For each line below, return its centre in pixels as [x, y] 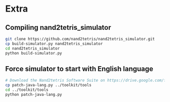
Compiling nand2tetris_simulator [58, 28]
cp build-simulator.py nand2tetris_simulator [54, 43]
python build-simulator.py [34, 53]
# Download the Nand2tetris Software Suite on [55, 81]
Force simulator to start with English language [79, 69]
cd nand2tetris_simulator [32, 48]
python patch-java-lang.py [34, 94]
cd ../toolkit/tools [27, 90]
